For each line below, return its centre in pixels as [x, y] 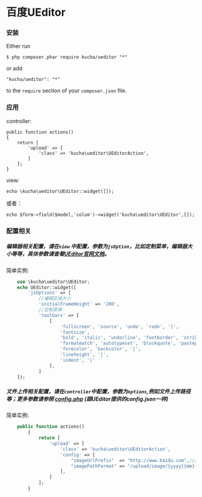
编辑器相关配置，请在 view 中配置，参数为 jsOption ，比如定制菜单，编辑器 [97, 246]
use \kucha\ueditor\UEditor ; [54, 282]
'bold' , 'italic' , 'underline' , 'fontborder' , [119, 338]
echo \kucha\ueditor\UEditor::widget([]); [60, 191]
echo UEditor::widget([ [47, 287]
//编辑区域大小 [54, 299]
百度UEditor [36, 12]
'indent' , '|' [78, 360]
